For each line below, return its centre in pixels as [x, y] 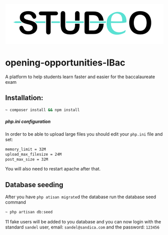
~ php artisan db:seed [29, 212]
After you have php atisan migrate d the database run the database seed [81, 197]
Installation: [24, 98]
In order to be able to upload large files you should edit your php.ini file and [84, 134]
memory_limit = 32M [26, 150]
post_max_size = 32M [27, 160]
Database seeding [34, 185]
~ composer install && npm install [43, 110]
